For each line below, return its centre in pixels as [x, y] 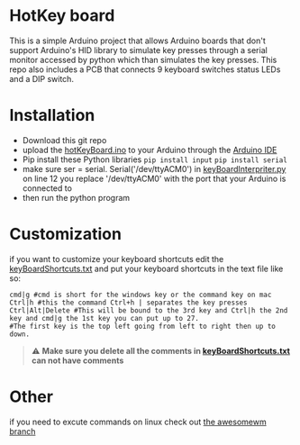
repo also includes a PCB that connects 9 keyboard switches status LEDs [145, 69]
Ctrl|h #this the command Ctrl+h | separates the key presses [128, 303]
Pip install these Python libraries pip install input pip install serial [155, 159]
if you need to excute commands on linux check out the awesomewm [138, 422]
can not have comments [77, 360]
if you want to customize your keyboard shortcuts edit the [117, 259]
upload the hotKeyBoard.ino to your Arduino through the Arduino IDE [150, 150]
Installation [52, 116]
